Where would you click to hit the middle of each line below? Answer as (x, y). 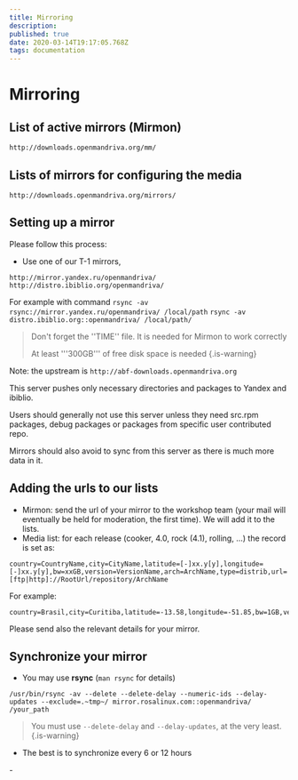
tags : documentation (47, 51)
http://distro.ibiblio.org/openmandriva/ (87, 285)
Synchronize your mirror (78, 656)
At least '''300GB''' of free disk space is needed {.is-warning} (144, 353)
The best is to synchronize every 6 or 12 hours (107, 753)
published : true (39, 34)
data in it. (26, 460)
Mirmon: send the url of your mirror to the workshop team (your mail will (154, 510)
